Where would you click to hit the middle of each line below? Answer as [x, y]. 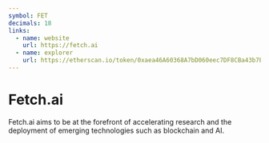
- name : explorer [44, 53]
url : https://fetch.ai [60, 46]
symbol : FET [28, 16]
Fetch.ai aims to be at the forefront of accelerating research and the [120, 121]
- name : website [42, 38]
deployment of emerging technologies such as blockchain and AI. [116, 130]
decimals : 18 [30, 23]
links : [19, 30]
